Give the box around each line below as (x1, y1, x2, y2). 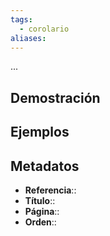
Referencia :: (24, 184, 77, 196)
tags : (10, 14, 33, 25)
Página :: (24, 205, 60, 217)
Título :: (24, 194, 56, 206)
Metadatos (10, 157, 80, 175)
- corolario (19, 24, 70, 34)
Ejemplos (10, 124, 70, 141)
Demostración (10, 89, 101, 106)
